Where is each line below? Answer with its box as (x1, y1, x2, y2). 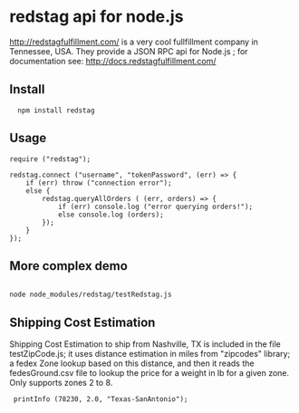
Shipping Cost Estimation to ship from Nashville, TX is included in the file (9, 339, 281, 350)
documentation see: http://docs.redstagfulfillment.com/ (9, 55, 217, 66)
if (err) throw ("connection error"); (25, 178, 172, 187)
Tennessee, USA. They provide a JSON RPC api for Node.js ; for (9, 45, 248, 56)
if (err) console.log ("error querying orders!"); (57, 202, 254, 211)
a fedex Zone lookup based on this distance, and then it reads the (9, 358, 255, 369)
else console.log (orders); (57, 210, 165, 219)
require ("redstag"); (9, 154, 92, 164)
